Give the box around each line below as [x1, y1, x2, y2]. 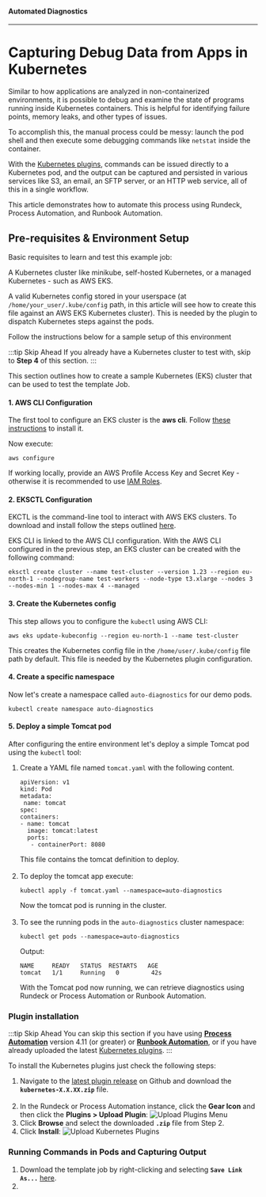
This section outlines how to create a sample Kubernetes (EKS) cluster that [8, 370, 253, 380]
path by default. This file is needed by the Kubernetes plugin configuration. [8, 654, 253, 663]
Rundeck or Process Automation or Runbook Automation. [19, 990, 207, 1001]
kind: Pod [19, 785, 53, 793]
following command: [8, 553, 75, 562]
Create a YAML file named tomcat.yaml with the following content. [19, 762, 235, 772]
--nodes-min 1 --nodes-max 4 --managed [8, 582, 140, 590]
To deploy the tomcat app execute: [19, 871, 134, 880]
